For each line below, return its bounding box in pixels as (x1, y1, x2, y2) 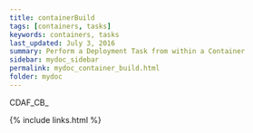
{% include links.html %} (9, 114, 102, 125)
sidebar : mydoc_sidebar (9, 55, 100, 64)
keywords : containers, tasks (9, 30, 120, 39)
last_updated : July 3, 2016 (9, 38, 116, 48)
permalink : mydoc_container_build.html (9, 64, 161, 73)
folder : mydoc (9, 72, 63, 81)
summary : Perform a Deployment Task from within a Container (9, 47, 246, 56)
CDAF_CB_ (9, 97, 49, 108)
